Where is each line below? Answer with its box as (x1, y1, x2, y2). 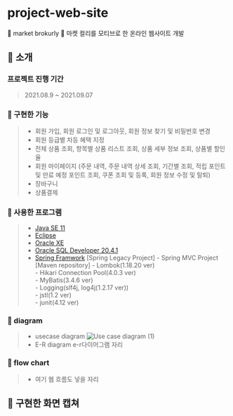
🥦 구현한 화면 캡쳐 (7, 398, 79, 410)
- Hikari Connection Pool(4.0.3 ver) (34, 269, 137, 277)
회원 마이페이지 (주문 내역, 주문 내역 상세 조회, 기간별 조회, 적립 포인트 (34, 161, 226, 170)
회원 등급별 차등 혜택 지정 (34, 135, 105, 144)
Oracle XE (34, 239, 65, 247)
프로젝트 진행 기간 (7, 74, 65, 84)
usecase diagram (34, 332, 86, 340)
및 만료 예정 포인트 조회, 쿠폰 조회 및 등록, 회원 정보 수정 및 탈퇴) (34, 170, 211, 179)
